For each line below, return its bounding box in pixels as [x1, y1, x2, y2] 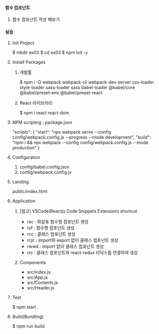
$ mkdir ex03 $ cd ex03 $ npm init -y [12, 49, 88, 55]
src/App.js [27, 275, 48, 281]
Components [19, 260, 46, 266]
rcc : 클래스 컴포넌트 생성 [27, 231, 76, 237]
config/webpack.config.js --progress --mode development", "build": [12, 134, 151, 141]
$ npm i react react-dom [19, 110, 69, 116]
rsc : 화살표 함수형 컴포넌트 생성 [27, 219, 89, 225]
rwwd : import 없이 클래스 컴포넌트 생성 [27, 243, 104, 249]
